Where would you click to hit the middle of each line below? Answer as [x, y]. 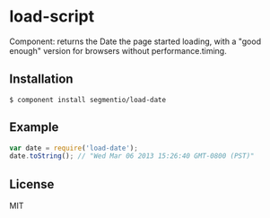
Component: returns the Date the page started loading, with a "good [135, 41]
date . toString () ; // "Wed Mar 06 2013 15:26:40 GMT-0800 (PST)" [132, 156]
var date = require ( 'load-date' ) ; [74, 148]
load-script [52, 17]
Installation [41, 79]
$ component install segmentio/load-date [88, 100]
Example [34, 127]
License [32, 184]
